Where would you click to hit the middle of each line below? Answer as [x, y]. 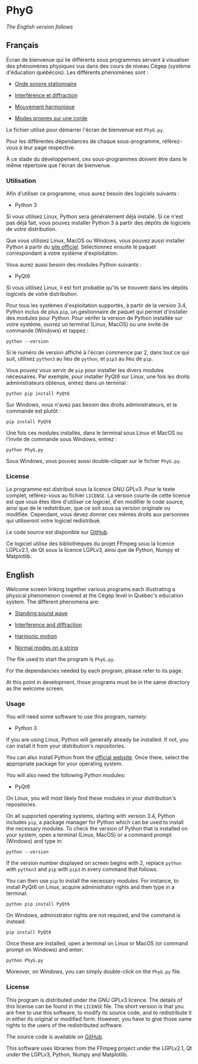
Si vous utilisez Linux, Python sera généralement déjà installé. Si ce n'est [95, 216]
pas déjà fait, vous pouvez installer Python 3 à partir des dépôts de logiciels [98, 223]
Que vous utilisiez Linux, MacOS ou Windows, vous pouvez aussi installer [95, 241]
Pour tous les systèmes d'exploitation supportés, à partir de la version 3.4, [97, 305]
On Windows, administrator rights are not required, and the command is [93, 915]
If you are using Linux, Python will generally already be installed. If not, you [98, 740]
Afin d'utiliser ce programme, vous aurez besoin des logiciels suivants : [93, 194]
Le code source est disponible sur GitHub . [57, 532]
